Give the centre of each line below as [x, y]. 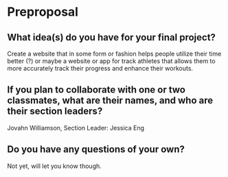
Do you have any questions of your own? [96, 149]
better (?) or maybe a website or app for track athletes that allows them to [111, 61]
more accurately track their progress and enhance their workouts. [100, 68]
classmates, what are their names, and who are [110, 101]
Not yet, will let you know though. [54, 166]
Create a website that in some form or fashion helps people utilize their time [114, 54]
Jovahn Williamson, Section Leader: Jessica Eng [76, 128]
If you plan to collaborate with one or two [96, 90]
